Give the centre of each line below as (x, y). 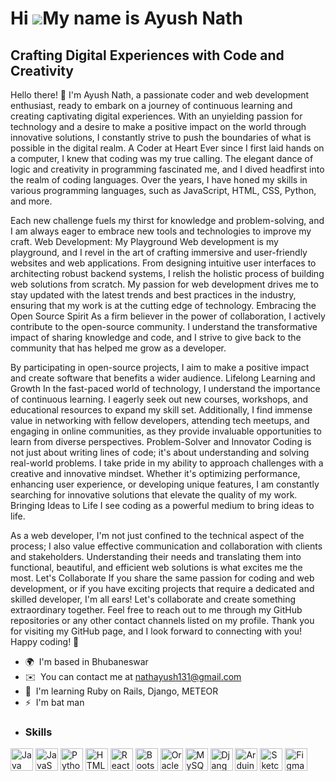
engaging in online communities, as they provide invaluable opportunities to (166, 431)
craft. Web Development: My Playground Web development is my (144, 241)
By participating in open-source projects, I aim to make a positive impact (160, 367)
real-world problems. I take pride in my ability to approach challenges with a (167, 463)
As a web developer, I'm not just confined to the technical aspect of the (157, 535)
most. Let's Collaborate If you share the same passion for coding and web (162, 578)
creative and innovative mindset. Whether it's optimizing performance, (155, 473)
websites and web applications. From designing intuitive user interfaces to (163, 263)
